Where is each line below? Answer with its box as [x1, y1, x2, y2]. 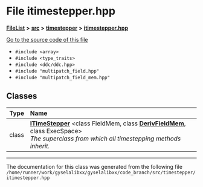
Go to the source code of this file [6, 36, 88, 43]
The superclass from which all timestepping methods [30, 134, 181, 143]
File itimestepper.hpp [6, 4, 116, 18]
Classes [6, 91, 37, 101]
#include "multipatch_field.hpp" [14, 68, 100, 74]
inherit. [30, 142, 50, 150]
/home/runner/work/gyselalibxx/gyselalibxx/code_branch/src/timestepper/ [6, 169, 196, 176]
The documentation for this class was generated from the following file [6, 163, 183, 170]
